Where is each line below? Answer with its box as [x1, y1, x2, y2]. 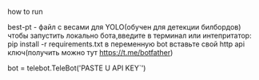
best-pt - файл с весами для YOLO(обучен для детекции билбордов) [7, 22, 241, 31]
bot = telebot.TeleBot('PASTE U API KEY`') [7, 63, 146, 73]
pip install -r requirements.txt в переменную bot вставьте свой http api [7, 39, 245, 49]
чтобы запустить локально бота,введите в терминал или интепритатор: [7, 31, 253, 40]
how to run [7, 7, 43, 16]
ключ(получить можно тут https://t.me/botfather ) [7, 48, 173, 57]
